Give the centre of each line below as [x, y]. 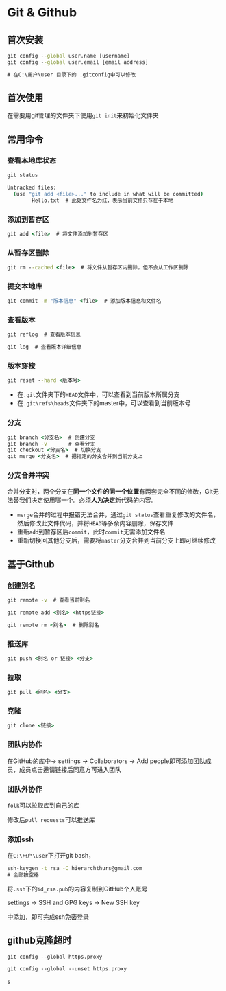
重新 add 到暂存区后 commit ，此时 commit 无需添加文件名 [91, 532]
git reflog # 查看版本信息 [44, 334]
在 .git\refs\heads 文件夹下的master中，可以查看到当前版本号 [104, 403]
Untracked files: [32, 187]
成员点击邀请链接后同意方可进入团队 [70, 769]
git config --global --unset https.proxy [67, 969]
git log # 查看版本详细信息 [45, 347]
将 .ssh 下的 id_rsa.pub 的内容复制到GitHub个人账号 [77, 889]
